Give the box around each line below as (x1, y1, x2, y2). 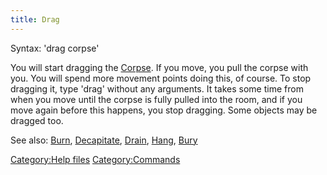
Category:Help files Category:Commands (10, 153, 181, 165)
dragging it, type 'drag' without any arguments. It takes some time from (10, 82, 304, 95)
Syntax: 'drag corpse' (10, 42, 100, 54)
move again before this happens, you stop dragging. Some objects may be (10, 104, 318, 116)
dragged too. (10, 114, 64, 126)
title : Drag (10, 14, 60, 25)
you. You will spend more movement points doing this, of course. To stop (10, 72, 312, 84)
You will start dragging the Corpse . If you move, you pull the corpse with (10, 61, 309, 73)
